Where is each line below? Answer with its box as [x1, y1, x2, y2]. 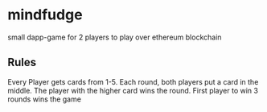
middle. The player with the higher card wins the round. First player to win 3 [7, 85, 259, 95]
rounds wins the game [7, 94, 82, 104]
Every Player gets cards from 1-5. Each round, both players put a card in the [7, 77, 259, 86]
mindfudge [7, 6, 83, 24]
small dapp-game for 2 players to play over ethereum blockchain [7, 32, 222, 42]
